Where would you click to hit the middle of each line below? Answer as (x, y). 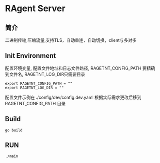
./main (12, 156)
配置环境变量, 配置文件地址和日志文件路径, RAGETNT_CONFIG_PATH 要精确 (80, 68)
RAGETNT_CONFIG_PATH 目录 (35, 103)
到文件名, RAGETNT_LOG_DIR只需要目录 (45, 74)
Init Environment (31, 56)
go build (14, 130)
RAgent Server (35, 9)
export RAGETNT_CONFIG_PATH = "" (39, 83)
